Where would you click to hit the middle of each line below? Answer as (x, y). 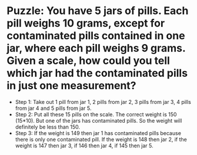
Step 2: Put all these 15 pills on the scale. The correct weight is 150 (96, 114)
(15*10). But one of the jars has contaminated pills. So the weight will (98, 120)
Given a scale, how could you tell (88, 61)
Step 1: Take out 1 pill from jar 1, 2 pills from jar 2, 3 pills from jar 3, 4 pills (103, 102)
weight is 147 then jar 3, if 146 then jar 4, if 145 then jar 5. (84, 146)
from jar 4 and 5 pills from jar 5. (53, 108)
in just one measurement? (72, 86)
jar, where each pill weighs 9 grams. (96, 48)
